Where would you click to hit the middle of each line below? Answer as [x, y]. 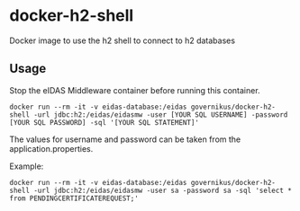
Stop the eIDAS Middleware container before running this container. [135, 90]
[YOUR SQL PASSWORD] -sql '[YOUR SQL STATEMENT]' [105, 122]
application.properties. [51, 148]
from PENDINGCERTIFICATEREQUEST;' [74, 198]
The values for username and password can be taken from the [125, 139]
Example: [27, 166]
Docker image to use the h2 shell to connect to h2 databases [123, 40]
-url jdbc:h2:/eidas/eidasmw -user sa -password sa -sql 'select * [163, 190]
